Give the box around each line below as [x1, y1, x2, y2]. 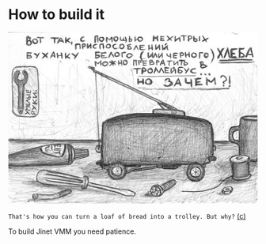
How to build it [8, 6, 105, 24]
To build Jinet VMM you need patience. [8, 227, 137, 236]
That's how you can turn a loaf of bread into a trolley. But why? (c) [8, 212, 247, 221]
